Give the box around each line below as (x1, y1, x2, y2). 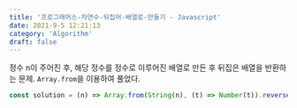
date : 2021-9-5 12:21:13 (9, 21, 101, 30)
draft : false (9, 37, 57, 47)
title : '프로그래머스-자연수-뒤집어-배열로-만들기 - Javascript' (9, 12, 222, 22)
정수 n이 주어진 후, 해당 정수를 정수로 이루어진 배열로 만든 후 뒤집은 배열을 (9, 62, 263, 73)
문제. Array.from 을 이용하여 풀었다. (18, 74, 141, 84)
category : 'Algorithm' (9, 29, 93, 38)
